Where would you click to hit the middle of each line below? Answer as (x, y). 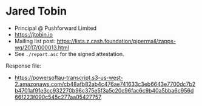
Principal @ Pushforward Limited (55, 28)
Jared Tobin (36, 11)
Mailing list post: (35, 41)
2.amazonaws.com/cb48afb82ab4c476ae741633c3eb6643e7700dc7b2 (105, 84)
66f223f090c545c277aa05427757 (58, 97)
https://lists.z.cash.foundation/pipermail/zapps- (116, 41)
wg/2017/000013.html (42, 48)
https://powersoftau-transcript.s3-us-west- (69, 77)
